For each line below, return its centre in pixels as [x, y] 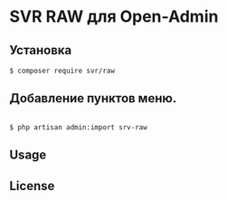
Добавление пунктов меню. [93, 98]
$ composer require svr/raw [62, 71]
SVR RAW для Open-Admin [114, 17]
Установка [41, 50]
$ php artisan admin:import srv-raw [78, 127]
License [32, 186]
